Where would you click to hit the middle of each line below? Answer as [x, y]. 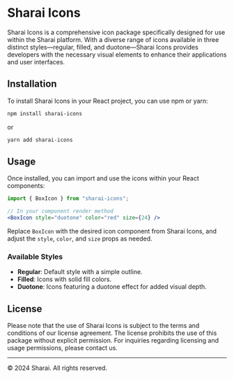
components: [26, 186]
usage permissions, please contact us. [63, 348]
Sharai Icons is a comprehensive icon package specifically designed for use [116, 32]
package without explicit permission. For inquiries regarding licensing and [113, 341]
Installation [32, 84]
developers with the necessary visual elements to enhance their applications [117, 55]
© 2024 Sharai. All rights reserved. [57, 368]
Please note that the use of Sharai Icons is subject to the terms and [103, 326]
